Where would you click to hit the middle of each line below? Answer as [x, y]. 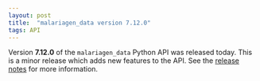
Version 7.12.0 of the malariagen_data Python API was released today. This [130, 53]
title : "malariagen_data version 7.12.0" [80, 23]
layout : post [30, 15]
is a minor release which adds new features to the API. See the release [124, 61]
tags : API [25, 30]
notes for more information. [53, 69]
